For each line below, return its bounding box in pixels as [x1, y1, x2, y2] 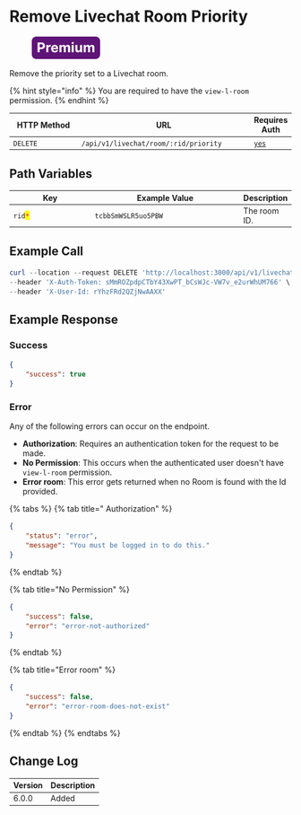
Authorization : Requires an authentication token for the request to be [21, 438, 279, 450]
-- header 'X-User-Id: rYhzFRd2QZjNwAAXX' [9, 287, 167, 296]
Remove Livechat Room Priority [9, 6, 248, 27]
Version [13, 780, 43, 791]
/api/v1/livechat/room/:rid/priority [81, 139, 222, 148]
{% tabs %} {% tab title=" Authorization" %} [9, 504, 173, 514]
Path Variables [9, 166, 92, 181]
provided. [21, 486, 58, 497]
